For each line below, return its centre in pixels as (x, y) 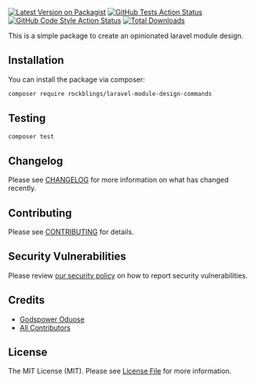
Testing (27, 118)
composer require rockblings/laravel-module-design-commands (110, 94)
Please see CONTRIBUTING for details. (71, 232)
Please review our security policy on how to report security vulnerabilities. (128, 275)
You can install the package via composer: (76, 79)
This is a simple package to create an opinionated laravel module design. (126, 36)
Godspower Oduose (52, 319)
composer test (31, 136)
